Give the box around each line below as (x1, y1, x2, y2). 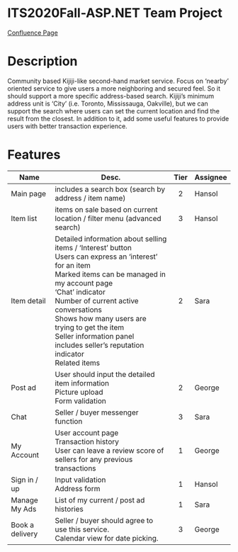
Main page (11, 188, 47, 198)
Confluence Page (7, 28, 58, 37)
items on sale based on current (55, 204, 158, 214)
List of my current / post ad (55, 495, 145, 505)
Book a (11, 519, 34, 529)
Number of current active (55, 295, 140, 305)
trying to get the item (55, 322, 125, 332)
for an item (55, 260, 91, 270)
